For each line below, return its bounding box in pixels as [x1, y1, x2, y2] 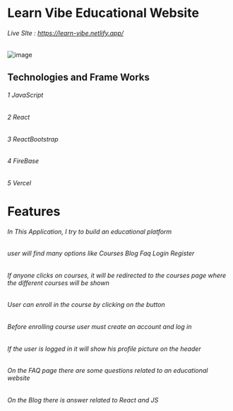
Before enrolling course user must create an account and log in [7, 323, 192, 331]
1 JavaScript [7, 91, 44, 100]
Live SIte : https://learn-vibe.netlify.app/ [7, 28, 124, 37]
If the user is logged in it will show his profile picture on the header [7, 345, 201, 353]
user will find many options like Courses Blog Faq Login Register [7, 249, 195, 257]
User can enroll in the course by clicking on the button [7, 301, 166, 309]
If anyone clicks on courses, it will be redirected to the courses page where [7, 271, 227, 279]
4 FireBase [7, 157, 39, 166]
